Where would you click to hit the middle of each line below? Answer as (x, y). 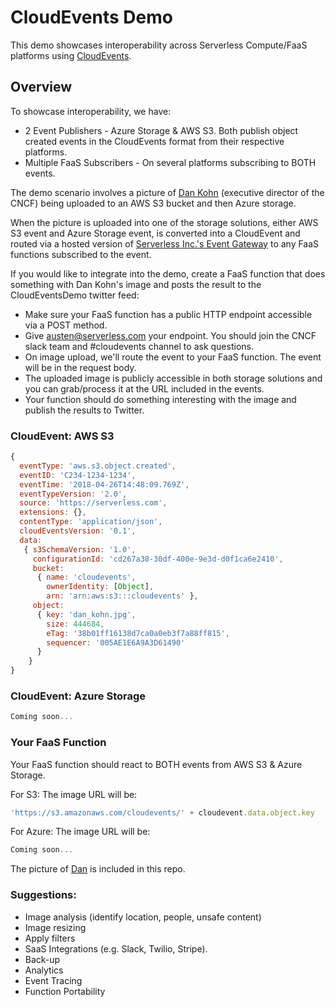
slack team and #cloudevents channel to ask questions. (139, 346)
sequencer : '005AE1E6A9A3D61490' (116, 642)
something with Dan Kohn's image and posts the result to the (136, 284)
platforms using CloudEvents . (71, 55)
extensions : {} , (53, 512)
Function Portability (65, 991)
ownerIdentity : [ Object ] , (100, 587)
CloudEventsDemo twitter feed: (75, 295)
